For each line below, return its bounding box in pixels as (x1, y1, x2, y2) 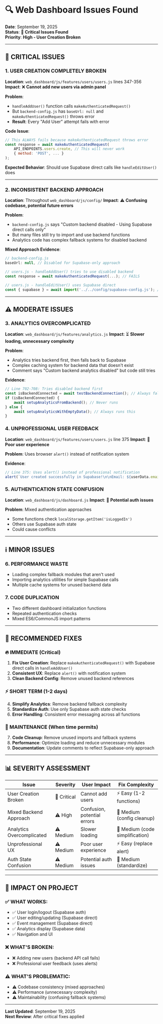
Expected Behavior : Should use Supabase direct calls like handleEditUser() (5, 164, 157, 170)
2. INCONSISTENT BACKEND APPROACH (5, 186, 103, 193)
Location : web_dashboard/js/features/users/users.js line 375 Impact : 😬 (5, 436, 150, 442)
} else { (5, 404, 23, 409)
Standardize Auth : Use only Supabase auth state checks (12, 706, 126, 712)
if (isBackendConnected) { (5, 395, 60, 401)
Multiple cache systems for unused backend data (12, 582, 111, 588)
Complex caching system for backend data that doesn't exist (12, 362, 134, 368)
